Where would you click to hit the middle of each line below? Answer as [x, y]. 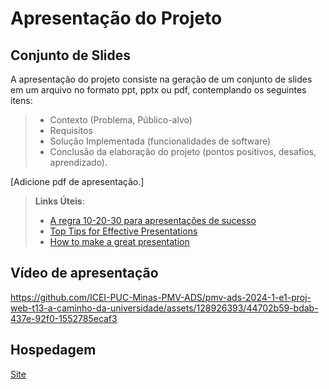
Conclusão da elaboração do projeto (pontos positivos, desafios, [183, 151]
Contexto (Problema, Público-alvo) [121, 120]
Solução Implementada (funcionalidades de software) [160, 141]
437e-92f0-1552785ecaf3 [64, 318]
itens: [21, 100]
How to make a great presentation [119, 241]
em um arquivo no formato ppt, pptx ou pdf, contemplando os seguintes [158, 90]
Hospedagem [53, 350]
